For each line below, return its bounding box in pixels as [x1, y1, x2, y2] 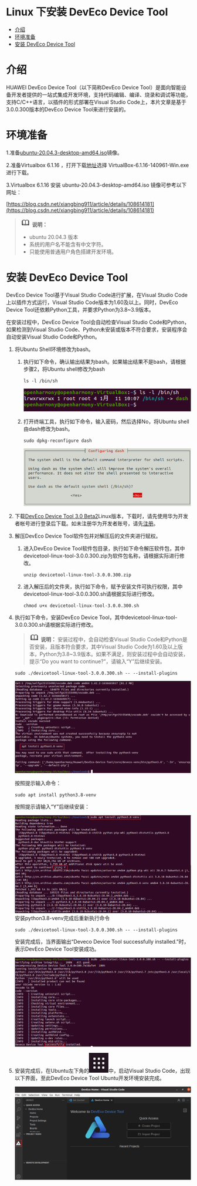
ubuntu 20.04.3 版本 [29, 233, 79, 241]
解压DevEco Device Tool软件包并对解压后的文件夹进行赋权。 [14, 532, 161, 540]
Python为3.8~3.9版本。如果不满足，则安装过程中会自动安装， [39, 651, 189, 658]
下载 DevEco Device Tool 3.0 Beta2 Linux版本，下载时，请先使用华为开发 [14, 513, 189, 520]
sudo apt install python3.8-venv [14, 792, 97, 798]
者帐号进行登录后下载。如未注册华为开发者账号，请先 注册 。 [14, 520, 159, 527]
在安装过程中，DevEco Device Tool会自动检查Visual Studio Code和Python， [6, 318, 190, 326]
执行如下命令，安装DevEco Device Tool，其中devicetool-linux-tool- [14, 614, 178, 621]
